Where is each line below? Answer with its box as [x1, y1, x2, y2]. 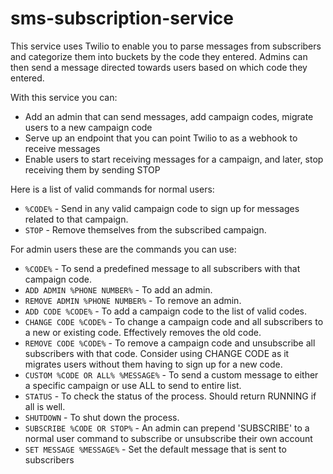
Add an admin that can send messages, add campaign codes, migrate [24, 110, 314, 122]
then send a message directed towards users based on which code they [10, 61, 308, 73]
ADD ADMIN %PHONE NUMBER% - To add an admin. [24, 283, 213, 296]
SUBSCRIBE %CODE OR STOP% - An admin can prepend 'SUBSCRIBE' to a [24, 422, 310, 434]
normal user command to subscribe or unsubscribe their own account [24, 432, 313, 444]
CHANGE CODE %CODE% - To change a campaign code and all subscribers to [24, 315, 324, 327]
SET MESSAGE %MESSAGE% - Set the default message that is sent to [24, 443, 287, 455]
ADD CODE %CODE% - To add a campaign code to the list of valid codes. [24, 305, 308, 317]
